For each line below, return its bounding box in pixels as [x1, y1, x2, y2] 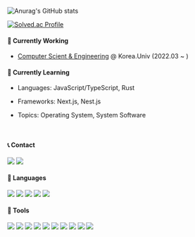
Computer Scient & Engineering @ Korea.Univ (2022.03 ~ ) [17, 52, 189, 60]
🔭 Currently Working [7, 36, 69, 45]
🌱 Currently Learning [7, 68, 70, 77]
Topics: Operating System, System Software [17, 111, 146, 120]
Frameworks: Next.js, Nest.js [17, 97, 101, 105]
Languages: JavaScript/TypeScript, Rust [17, 84, 135, 92]
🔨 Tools [7, 206, 30, 214]
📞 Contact [7, 141, 35, 149]
